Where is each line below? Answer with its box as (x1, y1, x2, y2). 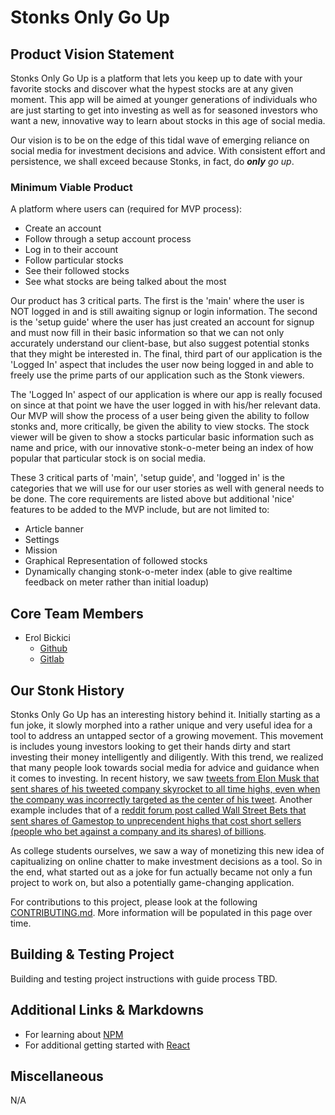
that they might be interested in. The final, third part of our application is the (10, 348, 323, 360)
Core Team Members (10, 605, 144, 622)
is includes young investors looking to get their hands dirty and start (10, 740, 291, 752)
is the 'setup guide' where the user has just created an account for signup (10, 316, 315, 328)
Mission (24, 544, 58, 556)
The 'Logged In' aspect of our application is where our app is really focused (10, 389, 323, 401)
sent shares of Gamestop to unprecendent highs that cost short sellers (10, 814, 302, 826)
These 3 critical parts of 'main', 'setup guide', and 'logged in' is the (10, 472, 285, 484)
